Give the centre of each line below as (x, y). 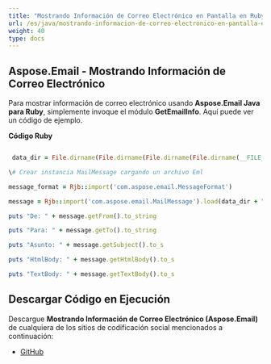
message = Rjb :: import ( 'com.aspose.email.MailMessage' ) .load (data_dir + (133, 201)
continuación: (31, 336)
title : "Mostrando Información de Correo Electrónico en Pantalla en (128, 16)
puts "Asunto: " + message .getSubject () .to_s (86, 245)
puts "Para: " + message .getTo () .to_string (83, 231)
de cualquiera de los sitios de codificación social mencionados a (116, 327)
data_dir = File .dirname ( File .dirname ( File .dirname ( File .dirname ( (126, 158)
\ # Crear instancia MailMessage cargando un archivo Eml (106, 172)
